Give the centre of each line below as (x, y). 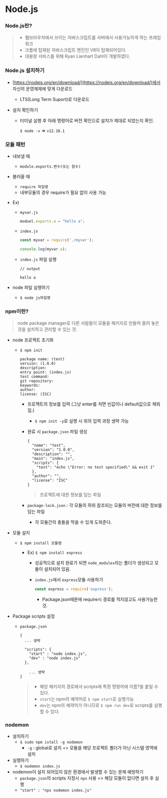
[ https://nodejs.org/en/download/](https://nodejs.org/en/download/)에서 (86, 82)
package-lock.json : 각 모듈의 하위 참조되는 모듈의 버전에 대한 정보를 (95, 505)
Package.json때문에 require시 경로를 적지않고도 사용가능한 (100, 599)
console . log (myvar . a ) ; (43, 249)
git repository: (37, 381)
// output (30, 268)
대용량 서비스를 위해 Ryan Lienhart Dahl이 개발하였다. (78, 56)
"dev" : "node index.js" (55, 658)
